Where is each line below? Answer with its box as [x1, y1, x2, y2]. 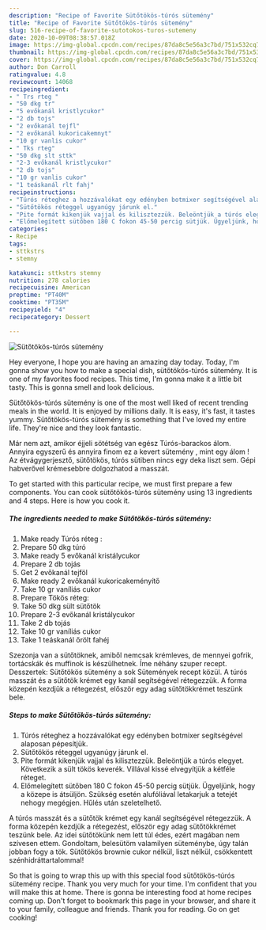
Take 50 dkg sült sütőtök [20, 601, 101, 611]
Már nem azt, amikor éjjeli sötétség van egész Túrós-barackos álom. [9, 438, 231, 448]
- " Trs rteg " [9, 93, 59, 101]
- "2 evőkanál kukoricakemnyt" [9, 129, 112, 137]
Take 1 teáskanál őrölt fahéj [20, 635, 110, 644]
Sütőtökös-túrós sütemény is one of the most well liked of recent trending [9, 398, 249, 407]
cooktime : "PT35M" [9, 299, 69, 307]
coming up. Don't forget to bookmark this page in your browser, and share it [9, 896, 256, 905]
